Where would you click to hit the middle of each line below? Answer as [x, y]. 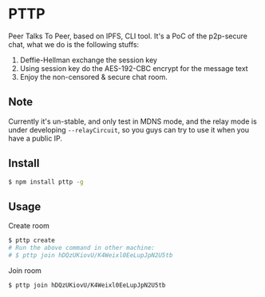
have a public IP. [35, 138]
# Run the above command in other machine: [82, 248]
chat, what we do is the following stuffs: [74, 44]
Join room [25, 270]
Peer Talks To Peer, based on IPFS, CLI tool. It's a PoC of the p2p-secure [128, 36]
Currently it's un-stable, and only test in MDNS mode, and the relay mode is [132, 121]
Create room [29, 226]
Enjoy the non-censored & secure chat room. [93, 77]
